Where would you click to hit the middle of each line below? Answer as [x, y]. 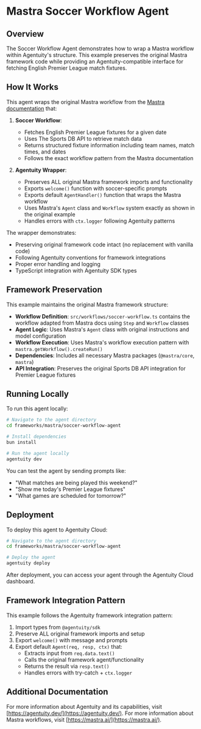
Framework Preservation [54, 290]
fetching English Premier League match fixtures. [67, 68]
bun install [21, 442]
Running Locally [37, 394]
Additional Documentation [57, 692]
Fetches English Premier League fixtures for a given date [95, 132]
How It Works [33, 87]
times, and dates [45, 152]
